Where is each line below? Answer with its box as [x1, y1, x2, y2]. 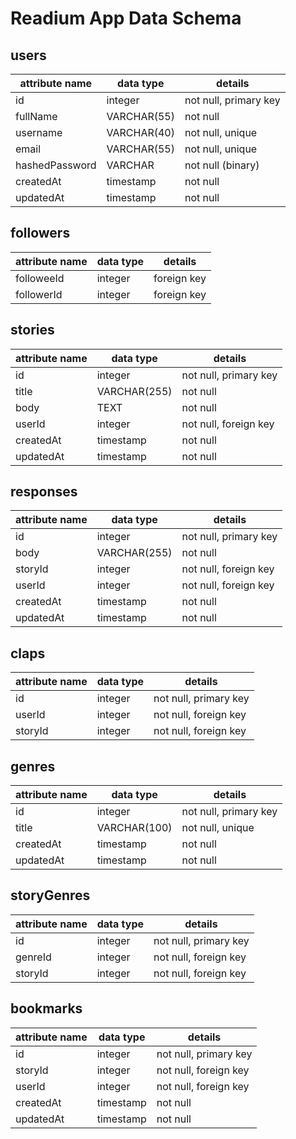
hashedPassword [15, 158, 97, 172]
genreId [15, 950, 52, 964]
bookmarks [10, 1000, 83, 1017]
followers [10, 225, 71, 242]
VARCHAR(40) [106, 126, 175, 139]
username [15, 126, 63, 139]
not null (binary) [184, 158, 260, 172]
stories [10, 322, 55, 339]
